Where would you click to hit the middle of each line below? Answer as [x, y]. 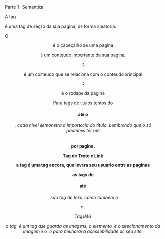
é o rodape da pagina [83, 93]
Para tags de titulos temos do [83, 103]
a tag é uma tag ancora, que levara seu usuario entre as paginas [83, 165]
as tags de [83, 174]
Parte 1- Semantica [24, 7]
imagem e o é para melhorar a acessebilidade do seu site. [83, 231]
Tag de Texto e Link [83, 156]
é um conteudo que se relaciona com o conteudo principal [83, 74]
